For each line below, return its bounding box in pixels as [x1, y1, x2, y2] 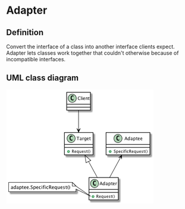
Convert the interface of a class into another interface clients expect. [6, 43, 175, 50]
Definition [6, 27, 43, 38]
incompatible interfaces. [6, 56, 66, 63]
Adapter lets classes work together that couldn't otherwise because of [6, 49, 179, 57]
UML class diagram [6, 73, 79, 83]
